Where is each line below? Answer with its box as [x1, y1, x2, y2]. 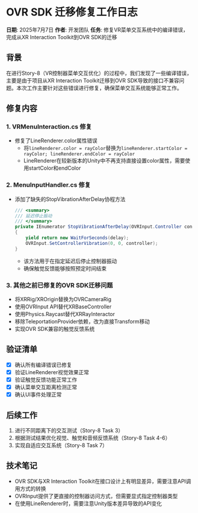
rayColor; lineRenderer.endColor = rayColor [23, 151, 135, 157]
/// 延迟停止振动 [14, 213, 52, 219]
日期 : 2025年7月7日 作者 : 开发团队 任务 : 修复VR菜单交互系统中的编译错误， [6, 26, 189, 33]
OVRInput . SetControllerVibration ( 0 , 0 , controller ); [25, 240, 158, 246]
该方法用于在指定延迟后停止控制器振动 [23, 257, 117, 265]
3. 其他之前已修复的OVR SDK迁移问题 [6, 281, 113, 289]
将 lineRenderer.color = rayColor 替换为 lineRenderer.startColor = [23, 145, 188, 152]
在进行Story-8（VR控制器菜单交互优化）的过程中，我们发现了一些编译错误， [6, 69, 192, 77]
